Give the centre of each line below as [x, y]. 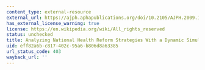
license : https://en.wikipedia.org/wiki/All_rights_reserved [86, 29]
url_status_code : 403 [34, 52]
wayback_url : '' [27, 57]
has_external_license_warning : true [53, 23]
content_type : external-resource [49, 12]
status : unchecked [30, 35]
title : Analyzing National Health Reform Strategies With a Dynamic [95, 40]
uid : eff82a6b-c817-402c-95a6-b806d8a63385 [63, 46]
